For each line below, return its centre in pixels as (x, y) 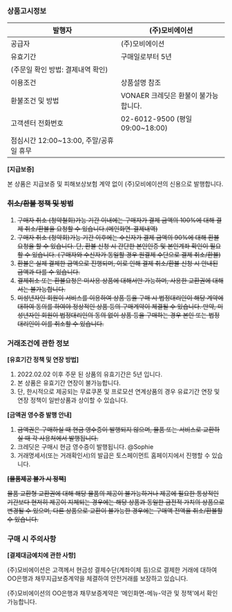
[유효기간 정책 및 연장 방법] (43, 359)
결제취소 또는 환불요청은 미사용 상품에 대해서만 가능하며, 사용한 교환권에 (114, 280)
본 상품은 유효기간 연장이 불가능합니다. (69, 383)
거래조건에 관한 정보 (38, 343)
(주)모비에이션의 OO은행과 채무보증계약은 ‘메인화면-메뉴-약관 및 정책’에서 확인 (113, 593)
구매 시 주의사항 (32, 539)
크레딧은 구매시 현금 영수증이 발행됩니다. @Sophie (85, 446)
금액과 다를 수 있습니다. (49, 271)
